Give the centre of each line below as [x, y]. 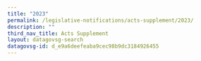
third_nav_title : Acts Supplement [58, 33]
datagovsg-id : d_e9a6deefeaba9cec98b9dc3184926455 [83, 46]
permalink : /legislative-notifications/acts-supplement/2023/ [100, 20]
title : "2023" [28, 14]
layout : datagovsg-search [45, 40]
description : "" [31, 27]
